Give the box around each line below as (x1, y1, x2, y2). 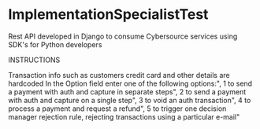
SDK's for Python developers (8, 39, 102, 49)
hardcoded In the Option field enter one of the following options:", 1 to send (8, 79, 253, 88)
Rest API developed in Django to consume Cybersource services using (8, 31, 238, 41)
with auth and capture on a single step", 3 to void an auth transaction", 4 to (8, 95, 251, 105)
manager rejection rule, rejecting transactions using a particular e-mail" (8, 112, 240, 121)
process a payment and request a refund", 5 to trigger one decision (8, 104, 227, 113)
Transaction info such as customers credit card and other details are (8, 70, 230, 79)
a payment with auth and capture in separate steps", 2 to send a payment (8, 87, 247, 96)
